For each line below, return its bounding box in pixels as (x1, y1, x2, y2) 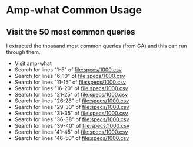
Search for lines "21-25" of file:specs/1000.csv (14, 91, 128, 98)
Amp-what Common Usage (6, 4, 142, 17)
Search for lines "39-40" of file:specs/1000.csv (14, 122, 130, 129)
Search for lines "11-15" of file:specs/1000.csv (14, 78, 127, 86)
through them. (6, 49, 41, 56)
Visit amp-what (14, 60, 52, 67)
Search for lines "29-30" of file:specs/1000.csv (14, 104, 129, 110)
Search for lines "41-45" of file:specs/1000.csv (14, 128, 128, 135)
